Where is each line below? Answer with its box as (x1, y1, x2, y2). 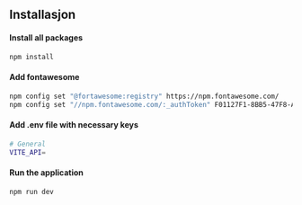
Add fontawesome (9, 72, 80, 83)
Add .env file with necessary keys (9, 120, 139, 130)
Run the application (9, 166, 84, 178)
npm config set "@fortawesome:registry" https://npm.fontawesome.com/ (9, 92, 280, 101)
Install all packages (9, 31, 84, 43)
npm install (9, 52, 54, 61)
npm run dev (9, 187, 54, 196)
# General (9, 139, 47, 148)
